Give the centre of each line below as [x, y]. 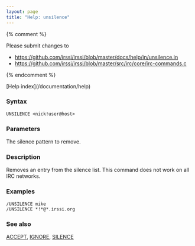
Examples [21, 191]
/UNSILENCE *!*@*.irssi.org [41, 209]
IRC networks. [23, 176]
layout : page [22, 12]
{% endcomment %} [31, 75]
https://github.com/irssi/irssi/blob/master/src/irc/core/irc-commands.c [100, 63]
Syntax [17, 101]
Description [23, 157]
